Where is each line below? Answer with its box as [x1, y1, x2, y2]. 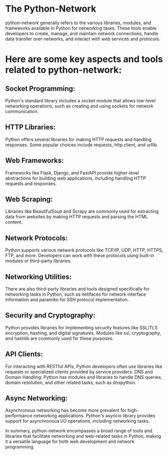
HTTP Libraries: [5, 123, 56, 132]
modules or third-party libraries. [5, 258, 72, 264]
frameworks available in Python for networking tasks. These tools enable [5, 25, 157, 31]
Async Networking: [5, 394, 68, 403]
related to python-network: [5, 64, 122, 76]
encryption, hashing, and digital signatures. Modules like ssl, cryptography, [5, 330, 161, 336]
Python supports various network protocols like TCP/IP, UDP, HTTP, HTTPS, [5, 247, 163, 253]
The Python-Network [5, 3, 96, 15]
